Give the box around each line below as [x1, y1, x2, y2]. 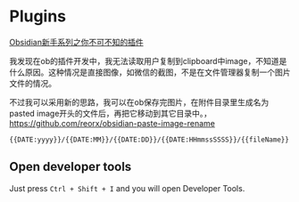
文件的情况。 [9, 77, 56, 88]
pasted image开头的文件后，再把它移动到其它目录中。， [9, 108, 212, 118]
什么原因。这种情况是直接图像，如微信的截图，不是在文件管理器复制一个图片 [9, 67, 291, 77]
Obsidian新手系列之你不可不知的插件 [9, 36, 145, 47]
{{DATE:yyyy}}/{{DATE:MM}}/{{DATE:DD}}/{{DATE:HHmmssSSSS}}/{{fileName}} [9, 135, 290, 144]
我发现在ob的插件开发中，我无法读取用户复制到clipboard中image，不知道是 [9, 55, 287, 66]
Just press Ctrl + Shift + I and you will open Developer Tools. [9, 182, 245, 193]
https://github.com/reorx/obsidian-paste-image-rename [9, 117, 216, 128]
